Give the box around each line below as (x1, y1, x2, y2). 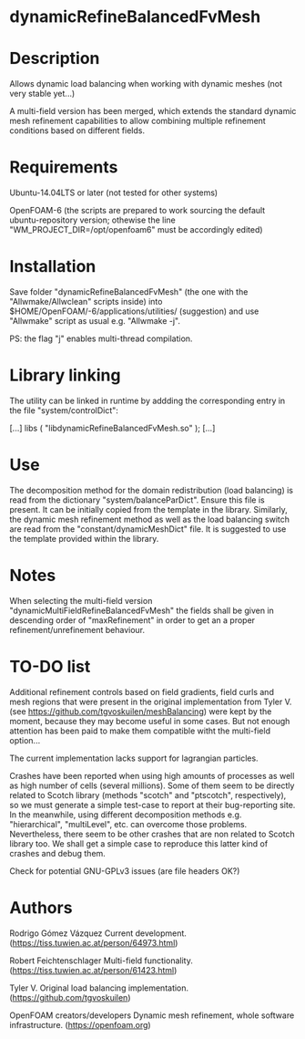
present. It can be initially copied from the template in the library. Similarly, (9, 504, 289, 514)
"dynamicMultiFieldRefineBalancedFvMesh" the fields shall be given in (9, 605, 275, 616)
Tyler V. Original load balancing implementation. (9, 982, 189, 993)
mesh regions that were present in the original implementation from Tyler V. (9, 696, 292, 707)
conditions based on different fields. (9, 125, 146, 136)
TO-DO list (9, 657, 91, 677)
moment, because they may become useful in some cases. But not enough (9, 715, 290, 726)
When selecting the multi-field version (9, 595, 153, 606)
